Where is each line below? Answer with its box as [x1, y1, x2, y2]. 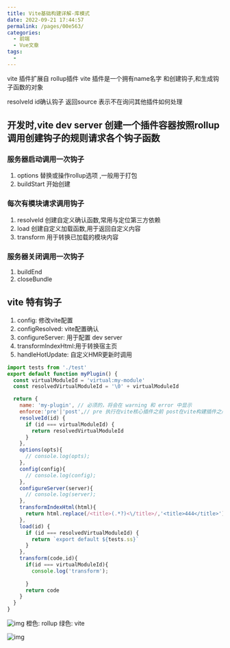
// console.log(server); [25, 491, 97, 498]
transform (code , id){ [19, 555, 78, 562]
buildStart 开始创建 [16, 180, 71, 189]
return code [25, 587, 60, 594]
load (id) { [19, 523, 51, 530]
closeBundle [16, 275, 53, 283]
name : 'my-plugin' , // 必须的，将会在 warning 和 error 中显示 [19, 402, 192, 409]
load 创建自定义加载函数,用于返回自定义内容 [16, 224, 142, 232]
